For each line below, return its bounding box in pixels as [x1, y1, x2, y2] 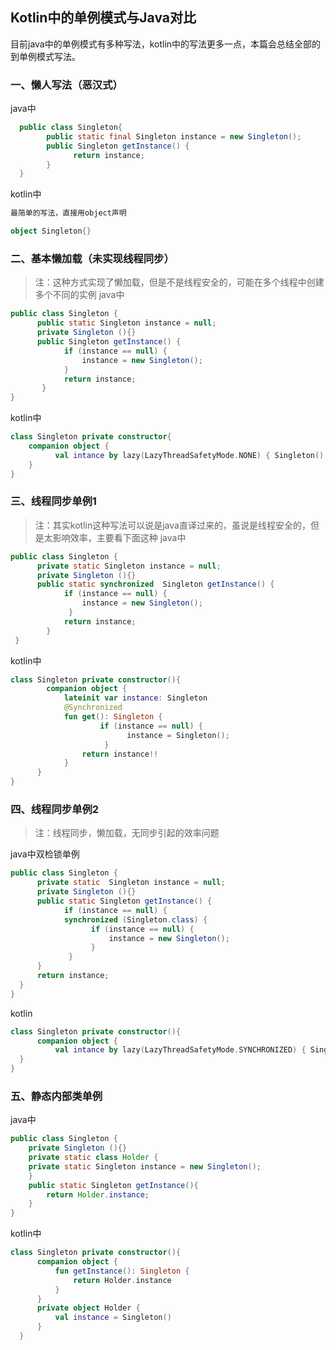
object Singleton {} [10, 226, 92, 237]
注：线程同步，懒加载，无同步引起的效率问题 [34, 827, 220, 839]
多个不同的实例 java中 [34, 289, 125, 301]
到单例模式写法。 [10, 50, 81, 62]
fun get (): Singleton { [63, 712, 163, 722]
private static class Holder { [28, 1153, 159, 1163]
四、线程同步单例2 [10, 803, 100, 816]
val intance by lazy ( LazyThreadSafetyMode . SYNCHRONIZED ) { [54, 1045, 307, 1055]
